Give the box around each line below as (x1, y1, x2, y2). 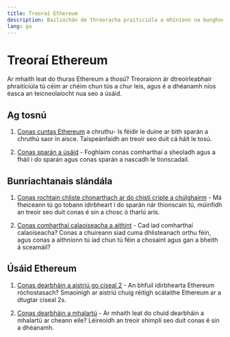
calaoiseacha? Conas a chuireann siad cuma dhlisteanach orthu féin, (16, 228, 212, 236)
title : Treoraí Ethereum (7, 10, 78, 17)
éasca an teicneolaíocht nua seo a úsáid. (7, 90, 122, 98)
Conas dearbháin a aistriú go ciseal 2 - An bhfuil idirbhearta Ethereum (16, 281, 215, 289)
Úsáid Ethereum (7, 263, 77, 275)
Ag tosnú (7, 109, 47, 121)
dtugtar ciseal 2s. (16, 295, 66, 303)
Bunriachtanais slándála (7, 175, 113, 187)
